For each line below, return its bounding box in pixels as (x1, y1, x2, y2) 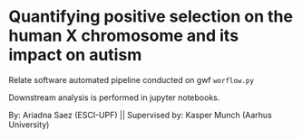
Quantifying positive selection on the (8, 6, 294, 27)
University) (8, 119, 50, 130)
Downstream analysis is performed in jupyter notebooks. (8, 92, 220, 103)
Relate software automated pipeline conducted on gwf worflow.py (8, 74, 255, 85)
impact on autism (8, 45, 142, 65)
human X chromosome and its (8, 25, 239, 46)
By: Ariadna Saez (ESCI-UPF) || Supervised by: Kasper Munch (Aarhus (8, 109, 273, 120)
